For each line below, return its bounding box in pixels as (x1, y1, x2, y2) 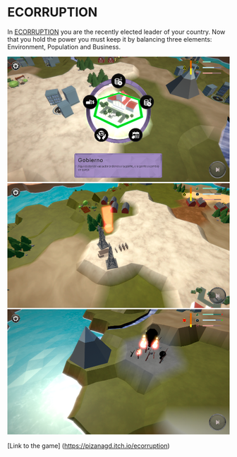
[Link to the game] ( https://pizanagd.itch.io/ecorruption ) (7, 441, 171, 450)
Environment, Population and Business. (7, 42, 121, 51)
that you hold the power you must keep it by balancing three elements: (7, 35, 212, 43)
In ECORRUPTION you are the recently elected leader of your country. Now (7, 28, 226, 36)
